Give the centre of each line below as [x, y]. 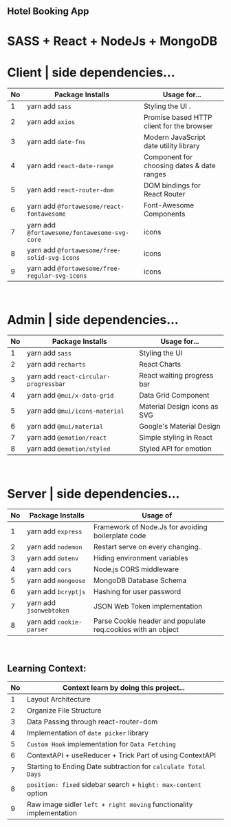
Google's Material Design [179, 427]
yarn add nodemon [55, 547]
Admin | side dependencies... [93, 319]
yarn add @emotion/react [67, 438]
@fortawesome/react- [91, 206]
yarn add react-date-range [70, 165]
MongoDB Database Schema [140, 580]
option [37, 793]
